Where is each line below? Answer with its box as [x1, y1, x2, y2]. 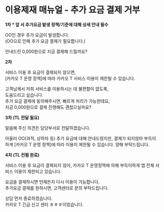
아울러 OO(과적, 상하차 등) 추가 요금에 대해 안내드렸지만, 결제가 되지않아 [5, 135, 143, 141]
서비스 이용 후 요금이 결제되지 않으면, [5, 69, 76, 75]
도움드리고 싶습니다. [5, 92, 43, 98]
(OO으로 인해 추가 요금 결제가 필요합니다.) [5, 38, 86, 44]
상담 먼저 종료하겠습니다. [5, 195, 53, 201]
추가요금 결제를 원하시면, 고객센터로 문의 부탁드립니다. [5, 185, 109, 191]
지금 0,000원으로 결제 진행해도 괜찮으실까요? [5, 104, 92, 110]
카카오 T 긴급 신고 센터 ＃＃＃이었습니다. [5, 201, 84, 207]
